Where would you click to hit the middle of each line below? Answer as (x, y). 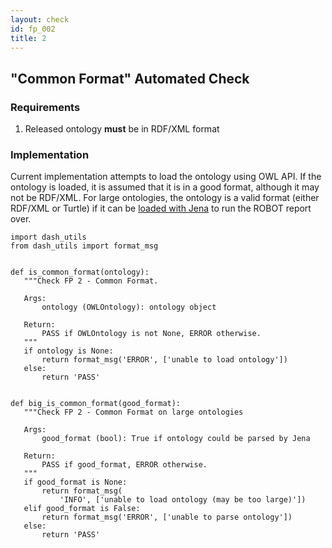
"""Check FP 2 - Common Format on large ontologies (133, 412)
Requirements (45, 107)
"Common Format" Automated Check (130, 78)
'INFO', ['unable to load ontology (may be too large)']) (183, 500)
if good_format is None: (75, 482)
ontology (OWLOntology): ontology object (129, 307)
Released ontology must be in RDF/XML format (122, 129)
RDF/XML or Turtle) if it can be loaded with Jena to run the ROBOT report (161, 208)
